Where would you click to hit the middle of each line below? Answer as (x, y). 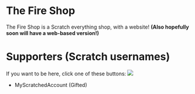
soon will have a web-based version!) (53, 33)
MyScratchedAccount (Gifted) (51, 85)
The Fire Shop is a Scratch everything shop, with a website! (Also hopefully (97, 27)
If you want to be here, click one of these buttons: (66, 74)
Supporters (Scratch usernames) (88, 57)
